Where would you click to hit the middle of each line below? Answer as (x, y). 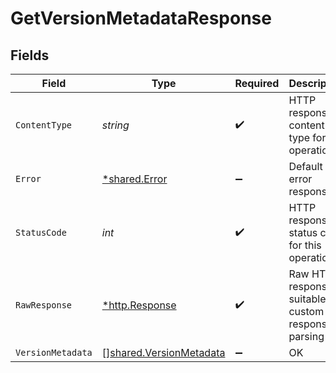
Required (257, 83)
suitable (307, 299)
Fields (30, 55)
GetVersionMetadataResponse (141, 18)
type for (307, 137)
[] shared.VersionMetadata (163, 352)
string (115, 125)
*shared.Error (134, 179)
